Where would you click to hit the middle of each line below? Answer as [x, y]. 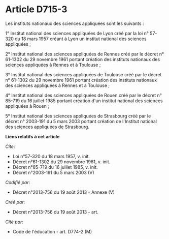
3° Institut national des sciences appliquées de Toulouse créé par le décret [83, 74]
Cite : [10, 146]
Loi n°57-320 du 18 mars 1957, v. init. [51, 156]
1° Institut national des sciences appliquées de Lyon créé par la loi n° [77, 33]
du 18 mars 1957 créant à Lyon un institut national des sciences [80, 39]
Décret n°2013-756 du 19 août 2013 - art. [56, 212]
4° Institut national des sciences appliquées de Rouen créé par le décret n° [84, 95]
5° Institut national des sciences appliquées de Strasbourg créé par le [78, 116]
